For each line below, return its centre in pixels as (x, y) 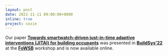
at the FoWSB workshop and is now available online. (60, 48)
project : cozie (21, 24)
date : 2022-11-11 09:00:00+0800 (39, 14)
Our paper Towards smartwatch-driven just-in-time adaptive (70, 38)
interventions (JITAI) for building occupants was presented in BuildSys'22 (84, 43)
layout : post (19, 10)
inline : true (19, 19)
